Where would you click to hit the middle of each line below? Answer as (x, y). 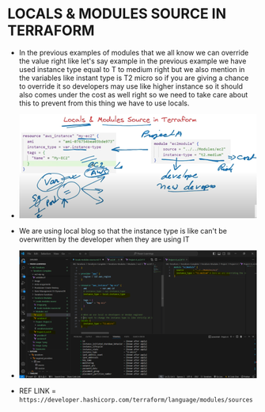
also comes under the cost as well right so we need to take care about (133, 94)
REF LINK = (38, 391)
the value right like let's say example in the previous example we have (132, 61)
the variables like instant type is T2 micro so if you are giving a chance (134, 78)
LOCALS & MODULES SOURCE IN (117, 14)
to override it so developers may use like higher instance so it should (131, 86)
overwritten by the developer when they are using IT (104, 239)
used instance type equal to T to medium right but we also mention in (132, 69)
